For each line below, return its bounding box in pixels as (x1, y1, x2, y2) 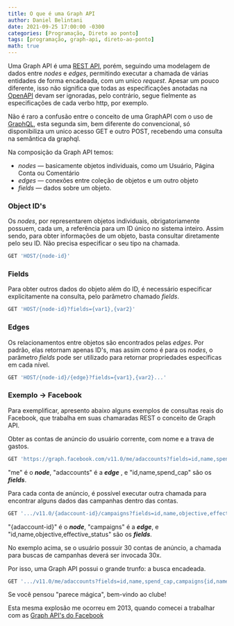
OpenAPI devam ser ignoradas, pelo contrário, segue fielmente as (8, 91, 197, 100)
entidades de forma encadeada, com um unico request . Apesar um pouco (8, 77, 219, 84)
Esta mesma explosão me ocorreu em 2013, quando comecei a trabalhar (8, 604, 215, 612)
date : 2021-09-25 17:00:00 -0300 (8, 23, 105, 30)
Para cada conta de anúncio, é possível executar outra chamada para (8, 489, 207, 497)
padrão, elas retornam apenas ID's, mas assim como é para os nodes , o (8, 346, 213, 354)
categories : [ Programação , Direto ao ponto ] (8, 29, 139, 37)
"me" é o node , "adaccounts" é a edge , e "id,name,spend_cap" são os (8, 468, 212, 476)
